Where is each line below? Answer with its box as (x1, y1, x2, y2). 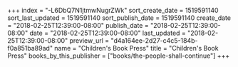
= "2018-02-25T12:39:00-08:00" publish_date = (7, 21, 149, 29)
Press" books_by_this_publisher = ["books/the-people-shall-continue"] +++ (7, 51, 230, 60)
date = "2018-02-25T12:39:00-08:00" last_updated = (29, 29, 187, 37)
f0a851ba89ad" (7, 44, 53, 52)
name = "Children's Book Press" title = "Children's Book (54, 44, 219, 52)
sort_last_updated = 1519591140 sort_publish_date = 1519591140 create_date (7, 14, 232, 22)
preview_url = (69, 36, 110, 45)
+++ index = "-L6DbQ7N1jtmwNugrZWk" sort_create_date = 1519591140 (7, 6, 219, 14)
